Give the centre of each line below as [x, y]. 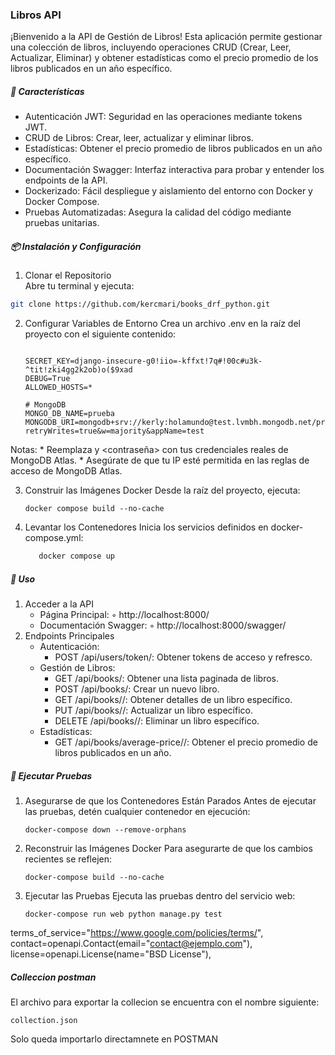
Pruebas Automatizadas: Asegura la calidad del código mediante [158, 212]
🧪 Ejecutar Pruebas [51, 775]
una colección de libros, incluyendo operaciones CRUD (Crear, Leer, [151, 47]
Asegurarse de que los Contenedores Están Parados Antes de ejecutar [170, 800]
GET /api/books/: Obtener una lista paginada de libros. [167, 678]
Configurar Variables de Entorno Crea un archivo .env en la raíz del [162, 324]
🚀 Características [47, 91]
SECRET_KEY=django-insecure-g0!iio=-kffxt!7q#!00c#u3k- [143, 361]
